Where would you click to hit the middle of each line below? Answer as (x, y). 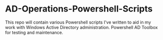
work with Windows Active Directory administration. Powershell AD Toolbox (81, 27)
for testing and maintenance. (34, 32)
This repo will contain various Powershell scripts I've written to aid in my (78, 22)
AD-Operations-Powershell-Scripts (79, 9)
